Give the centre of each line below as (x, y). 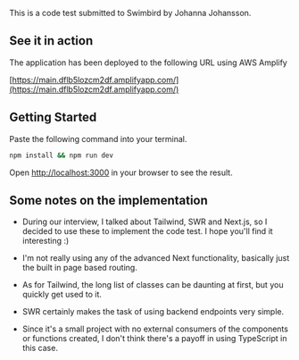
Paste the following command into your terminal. (98, 138)
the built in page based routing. (80, 268)
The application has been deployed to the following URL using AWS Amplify (148, 63)
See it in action (51, 41)
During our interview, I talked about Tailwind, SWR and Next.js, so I (145, 222)
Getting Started (53, 117)
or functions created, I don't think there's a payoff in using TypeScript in (154, 339)
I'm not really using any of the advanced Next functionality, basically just (156, 258)
